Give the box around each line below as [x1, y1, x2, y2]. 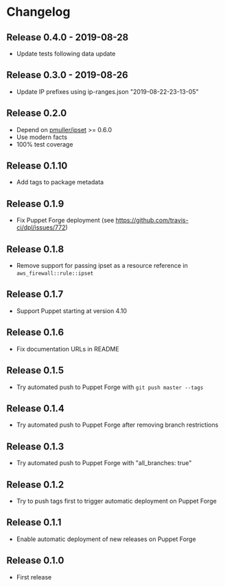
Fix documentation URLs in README [16, 345, 119, 353]
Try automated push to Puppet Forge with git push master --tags [16, 383, 204, 391]
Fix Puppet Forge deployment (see [16, 216, 115, 225]
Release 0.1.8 [6, 243, 64, 255]
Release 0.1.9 [6, 198, 64, 210]
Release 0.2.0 [6, 108, 67, 119]
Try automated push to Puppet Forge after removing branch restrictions [16, 421, 219, 429]
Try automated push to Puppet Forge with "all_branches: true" [16, 459, 192, 467]
